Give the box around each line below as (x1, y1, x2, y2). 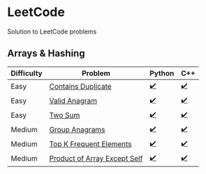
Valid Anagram (49, 96, 98, 106)
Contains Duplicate (49, 82, 112, 92)
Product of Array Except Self (49, 154, 143, 164)
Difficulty (10, 68, 43, 78)
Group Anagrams (49, 125, 105, 135)
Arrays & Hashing (7, 48, 85, 59)
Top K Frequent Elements (49, 139, 132, 149)
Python (149, 68, 175, 78)
